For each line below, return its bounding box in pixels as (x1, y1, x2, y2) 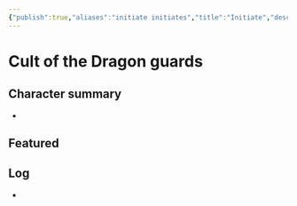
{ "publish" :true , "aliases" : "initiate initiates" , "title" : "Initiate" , (8, 12, 271, 22)
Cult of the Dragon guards (8, 51, 203, 71)
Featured (8, 136, 59, 151)
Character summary (8, 86, 122, 102)
